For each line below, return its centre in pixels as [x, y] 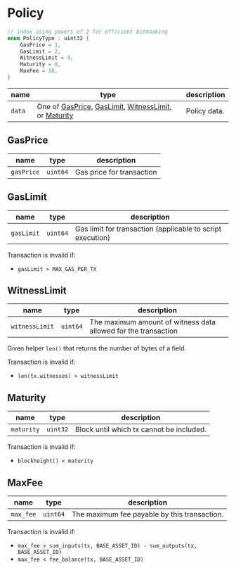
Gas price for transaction [116, 172]
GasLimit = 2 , [40, 51]
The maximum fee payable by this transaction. [147, 514]
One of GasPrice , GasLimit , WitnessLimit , [104, 106]
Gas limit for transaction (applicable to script [148, 229]
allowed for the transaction [133, 331]
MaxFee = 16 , [39, 71]
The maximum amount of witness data [153, 322]
